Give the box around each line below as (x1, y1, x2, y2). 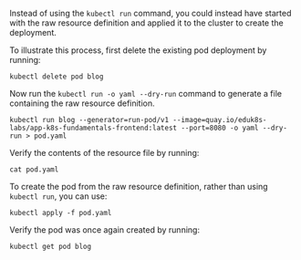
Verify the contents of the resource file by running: (9, 148, 200, 158)
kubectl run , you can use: (9, 191, 108, 202)
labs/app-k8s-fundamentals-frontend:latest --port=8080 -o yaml (9, 123, 259, 132)
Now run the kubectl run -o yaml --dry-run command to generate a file (9, 88, 283, 99)
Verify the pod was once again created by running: (9, 224, 201, 235)
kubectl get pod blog (9, 242, 92, 251)
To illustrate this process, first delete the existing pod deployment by (9, 45, 267, 56)
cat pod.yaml (9, 165, 59, 174)
